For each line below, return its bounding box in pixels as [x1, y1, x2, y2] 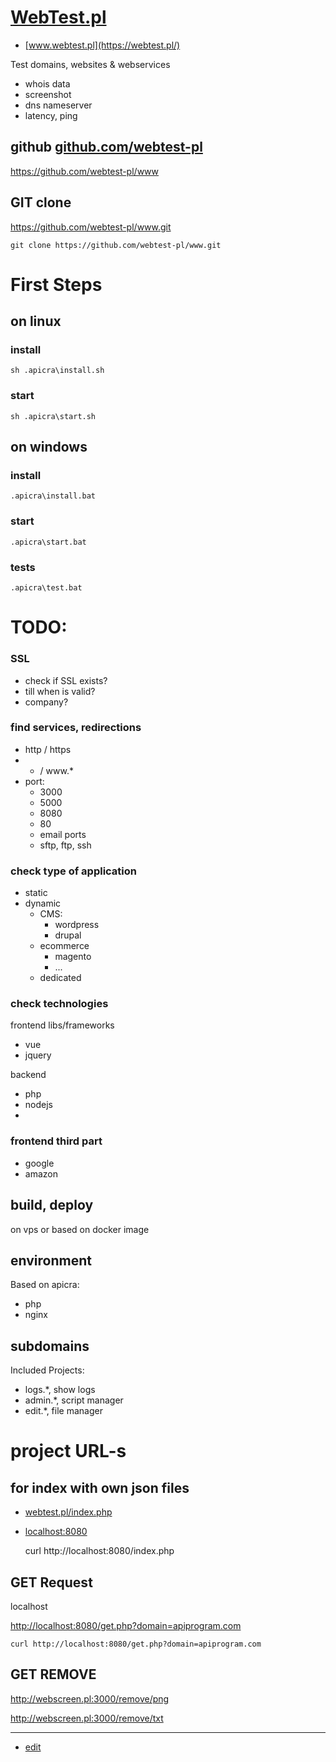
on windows [10, 439, 88, 456]
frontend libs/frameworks [10, 1019, 115, 1031]
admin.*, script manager [24, 1394, 124, 1406]
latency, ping [24, 109, 78, 121]
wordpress [54, 919, 100, 931]
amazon [24, 1167, 58, 1180]
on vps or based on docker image [10, 1223, 150, 1235]
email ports [39, 828, 87, 840]
